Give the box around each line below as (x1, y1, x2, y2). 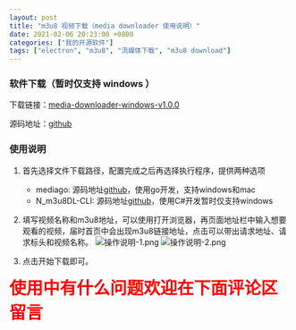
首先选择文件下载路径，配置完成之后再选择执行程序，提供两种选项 (21, 165, 266, 175)
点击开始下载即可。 (21, 256, 94, 267)
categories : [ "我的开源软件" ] (9, 38, 114, 47)
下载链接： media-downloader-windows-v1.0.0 (9, 99, 181, 110)
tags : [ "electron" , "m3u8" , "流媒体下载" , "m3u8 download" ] (9, 47, 232, 55)
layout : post (9, 13, 58, 22)
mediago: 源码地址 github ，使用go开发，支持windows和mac (35, 184, 257, 195)
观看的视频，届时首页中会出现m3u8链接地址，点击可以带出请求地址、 (21, 225, 279, 236)
